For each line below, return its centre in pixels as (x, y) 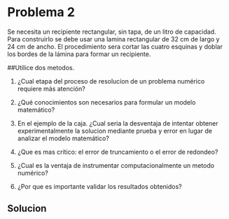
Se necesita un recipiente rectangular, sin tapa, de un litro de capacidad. (112, 32)
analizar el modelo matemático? (63, 138)
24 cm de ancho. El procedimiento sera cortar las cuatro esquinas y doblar (115, 46)
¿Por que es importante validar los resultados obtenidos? (99, 186)
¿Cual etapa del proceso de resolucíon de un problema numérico (111, 81)
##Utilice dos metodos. (41, 67)
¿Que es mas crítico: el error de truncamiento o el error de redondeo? (118, 152)
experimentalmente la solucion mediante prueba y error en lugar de (114, 131)
